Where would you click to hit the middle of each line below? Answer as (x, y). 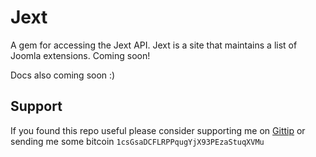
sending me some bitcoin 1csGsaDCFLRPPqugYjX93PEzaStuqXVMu (137, 141)
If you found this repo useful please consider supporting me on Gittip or (158, 130)
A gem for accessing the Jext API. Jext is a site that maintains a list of (154, 45)
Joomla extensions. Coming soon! (80, 55)
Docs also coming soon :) (63, 75)
